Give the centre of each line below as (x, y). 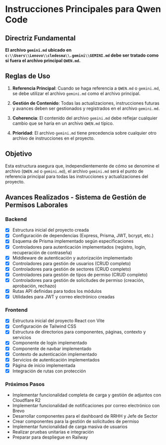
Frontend (16, 310)
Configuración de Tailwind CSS (44, 326)
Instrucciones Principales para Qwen (83, 9)
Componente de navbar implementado (52, 349)
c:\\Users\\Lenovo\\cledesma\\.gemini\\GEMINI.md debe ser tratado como (82, 55)
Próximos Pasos (25, 384)
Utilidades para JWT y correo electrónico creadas (63, 296)
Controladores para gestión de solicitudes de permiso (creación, (78, 280)
